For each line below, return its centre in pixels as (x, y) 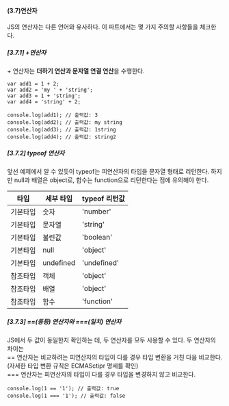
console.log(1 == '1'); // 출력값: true (63, 389)
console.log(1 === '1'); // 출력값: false (66, 396)
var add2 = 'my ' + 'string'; (50, 90)
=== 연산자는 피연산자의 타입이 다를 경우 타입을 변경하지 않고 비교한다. (102, 375)
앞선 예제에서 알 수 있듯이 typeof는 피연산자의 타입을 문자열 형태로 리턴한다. (108, 172)
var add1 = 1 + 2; (33, 84)
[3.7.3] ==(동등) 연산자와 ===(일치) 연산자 (64, 321)
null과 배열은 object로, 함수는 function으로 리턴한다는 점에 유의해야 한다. (111, 180)
